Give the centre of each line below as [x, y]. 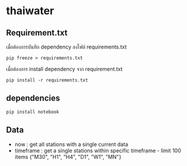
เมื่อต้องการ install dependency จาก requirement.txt [64, 69]
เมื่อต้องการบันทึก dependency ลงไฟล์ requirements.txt [66, 47]
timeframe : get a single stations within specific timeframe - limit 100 [98, 150]
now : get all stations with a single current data [71, 144]
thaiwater [30, 11]
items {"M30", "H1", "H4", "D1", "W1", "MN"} [68, 157]
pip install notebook [33, 112]
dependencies [33, 98]
